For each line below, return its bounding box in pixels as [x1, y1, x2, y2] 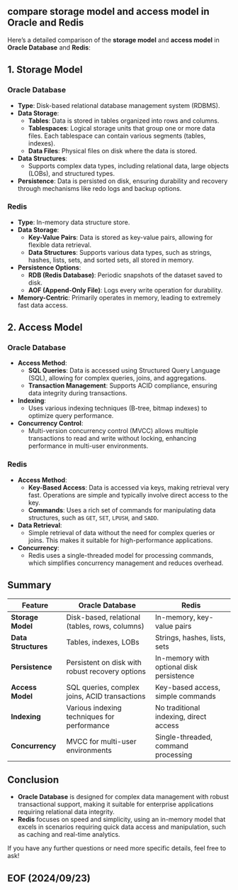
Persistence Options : [17, 263, 81, 272]
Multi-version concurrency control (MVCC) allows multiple [28, 427, 198, 435]
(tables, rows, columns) [66, 621, 144, 631]
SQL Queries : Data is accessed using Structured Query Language [28, 366, 221, 375]
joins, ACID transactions [66, 691, 146, 701]
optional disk [154, 661, 198, 671]
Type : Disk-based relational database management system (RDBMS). [17, 101, 220, 109]
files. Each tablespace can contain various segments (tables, [28, 131, 206, 140]
